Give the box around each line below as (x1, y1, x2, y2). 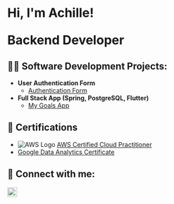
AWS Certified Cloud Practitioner (56, 140, 153, 148)
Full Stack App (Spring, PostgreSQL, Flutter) (17, 94, 149, 102)
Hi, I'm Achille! (7, 5, 94, 21)
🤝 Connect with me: (7, 168, 95, 180)
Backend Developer (7, 32, 125, 49)
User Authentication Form (17, 79, 96, 87)
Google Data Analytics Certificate (17, 148, 115, 156)
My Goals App (27, 101, 70, 110)
